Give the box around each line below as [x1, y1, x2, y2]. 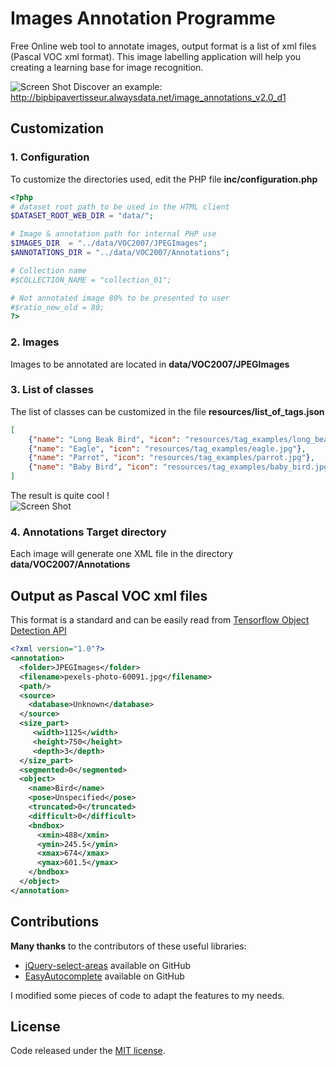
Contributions [10, 913, 99, 931]
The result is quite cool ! [10, 490, 110, 502]
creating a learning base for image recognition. [10, 61, 204, 73]
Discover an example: [73, 80, 163, 92]
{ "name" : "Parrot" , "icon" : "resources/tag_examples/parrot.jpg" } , [28, 453, 315, 463]
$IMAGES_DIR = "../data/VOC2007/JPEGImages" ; [10, 238, 208, 249]
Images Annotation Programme [10, 7, 276, 30]
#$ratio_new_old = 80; [10, 302, 105, 312]
